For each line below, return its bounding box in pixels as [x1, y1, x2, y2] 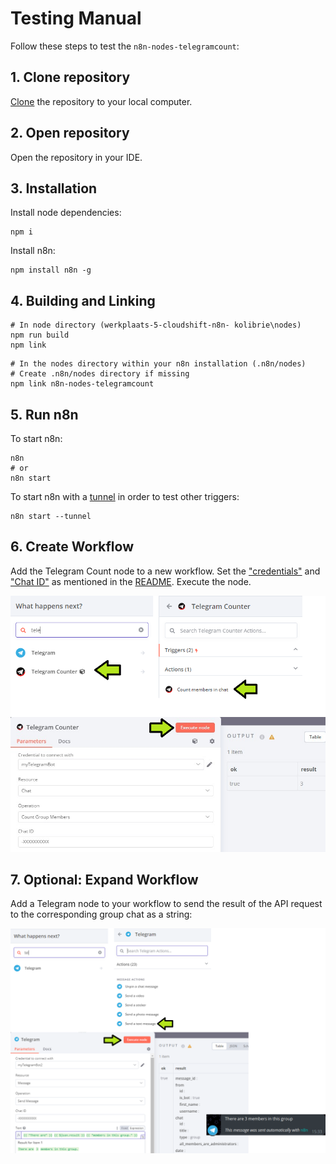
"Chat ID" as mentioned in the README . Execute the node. [10, 575, 252, 587]
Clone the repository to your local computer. [10, 95, 193, 107]
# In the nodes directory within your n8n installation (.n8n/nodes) [10, 359, 307, 369]
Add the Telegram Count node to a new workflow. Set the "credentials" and [10, 565, 321, 577]
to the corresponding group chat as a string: [10, 908, 193, 921]
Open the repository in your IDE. [10, 151, 143, 163]
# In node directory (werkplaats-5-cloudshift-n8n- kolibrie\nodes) [10, 320, 302, 331]
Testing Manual [10, 7, 142, 30]
